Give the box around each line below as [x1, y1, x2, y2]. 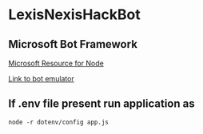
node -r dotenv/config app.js [8, 118, 109, 126]
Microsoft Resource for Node [8, 58, 104, 68]
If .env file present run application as [8, 97, 195, 111]
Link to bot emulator [8, 74, 74, 83]
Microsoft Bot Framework [8, 37, 138, 51]
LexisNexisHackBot [8, 6, 141, 24]
